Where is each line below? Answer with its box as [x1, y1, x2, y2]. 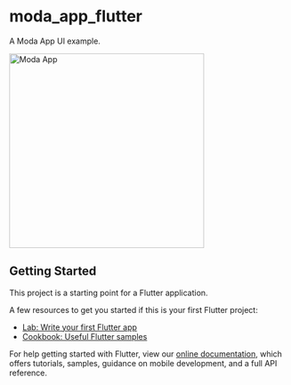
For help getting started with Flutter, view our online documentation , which [9, 349, 283, 359]
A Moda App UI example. [9, 36, 101, 46]
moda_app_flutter [9, 6, 143, 27]
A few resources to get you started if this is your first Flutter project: [9, 304, 258, 315]
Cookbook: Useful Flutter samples [21, 331, 148, 341]
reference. [9, 367, 47, 378]
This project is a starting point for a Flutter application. [9, 287, 208, 298]
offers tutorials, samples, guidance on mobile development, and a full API [9, 357, 278, 368]
